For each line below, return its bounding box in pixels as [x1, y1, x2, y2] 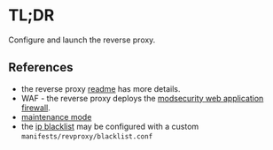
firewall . [20, 102, 51, 113]
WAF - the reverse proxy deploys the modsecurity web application [20, 93, 264, 103]
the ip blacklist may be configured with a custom [20, 121, 199, 131]
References [8, 60, 74, 75]
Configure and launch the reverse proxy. [8, 34, 156, 45]
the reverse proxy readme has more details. [20, 83, 181, 94]
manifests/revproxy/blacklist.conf [20, 131, 153, 141]
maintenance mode [20, 111, 92, 122]
